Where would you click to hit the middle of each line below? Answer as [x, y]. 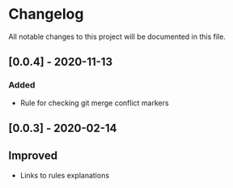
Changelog [46, 14]
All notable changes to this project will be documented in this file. [117, 36]
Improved [33, 156]
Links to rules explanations [65, 175]
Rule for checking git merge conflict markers [94, 103]
